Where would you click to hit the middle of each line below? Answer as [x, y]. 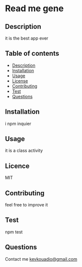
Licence [17, 166]
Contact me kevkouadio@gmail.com [41, 259]
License [20, 81]
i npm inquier [18, 123]
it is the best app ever [27, 38]
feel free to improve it [26, 205]
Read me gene [34, 9]
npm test [14, 232]
